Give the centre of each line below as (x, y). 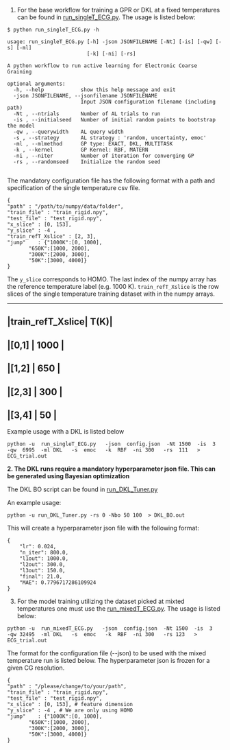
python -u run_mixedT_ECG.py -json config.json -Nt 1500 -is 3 (110, 629)
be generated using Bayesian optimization (68, 476)
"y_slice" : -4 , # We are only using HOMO (70, 711)
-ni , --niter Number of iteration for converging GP (104, 156)
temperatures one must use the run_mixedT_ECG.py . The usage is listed (118, 609)
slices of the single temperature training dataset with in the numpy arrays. (111, 294)
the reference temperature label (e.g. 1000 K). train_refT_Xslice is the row (113, 286)
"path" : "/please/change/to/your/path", (67, 687)
